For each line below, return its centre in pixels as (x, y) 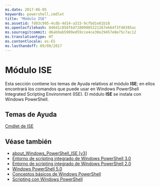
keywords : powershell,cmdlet (35, 14)
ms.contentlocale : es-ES (30, 42)
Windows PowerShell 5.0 (37, 169)
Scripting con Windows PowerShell (47, 179)
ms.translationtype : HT (29, 37)
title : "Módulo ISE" (26, 19)
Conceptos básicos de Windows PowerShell (57, 174)
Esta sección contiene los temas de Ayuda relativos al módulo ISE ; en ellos (80, 83)
